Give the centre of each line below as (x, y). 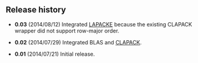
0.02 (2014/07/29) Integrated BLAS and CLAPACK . (78, 42)
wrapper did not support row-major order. (67, 31)
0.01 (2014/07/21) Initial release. (55, 54)
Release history (36, 10)
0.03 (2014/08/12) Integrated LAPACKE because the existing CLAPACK (103, 24)
